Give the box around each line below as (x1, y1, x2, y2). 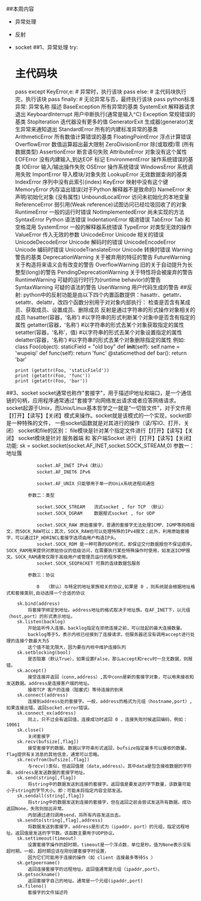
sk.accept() (17, 667, 47, 673)
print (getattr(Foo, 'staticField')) (14, 367, 110, 373)
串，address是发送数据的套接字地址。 (6, 769, 88, 775)
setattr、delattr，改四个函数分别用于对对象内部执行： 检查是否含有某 (14, 299, 185, 306)
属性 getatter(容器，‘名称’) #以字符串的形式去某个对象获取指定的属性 (14, 321, 184, 328)
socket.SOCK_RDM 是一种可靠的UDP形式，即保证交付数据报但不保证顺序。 (37, 541, 195, 547)
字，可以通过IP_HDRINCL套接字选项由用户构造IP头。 (6, 534, 119, 540)
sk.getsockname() (17, 872, 61, 878)
